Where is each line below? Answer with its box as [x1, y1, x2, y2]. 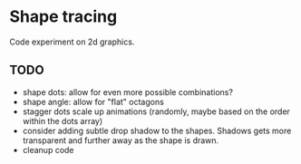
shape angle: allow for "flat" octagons [22, 96, 165, 107]
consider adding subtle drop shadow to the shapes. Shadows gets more [22, 125, 292, 136]
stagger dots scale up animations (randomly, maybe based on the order [22, 106, 290, 117]
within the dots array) [22, 115, 103, 126]
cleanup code [22, 144, 74, 155]
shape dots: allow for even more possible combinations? [22, 86, 234, 97]
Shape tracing [9, 6, 118, 27]
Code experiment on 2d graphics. [9, 36, 135, 47]
